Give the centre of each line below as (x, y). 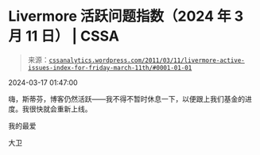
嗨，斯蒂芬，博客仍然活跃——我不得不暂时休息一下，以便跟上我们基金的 (126, 99)
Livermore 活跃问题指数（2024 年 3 (126, 16)
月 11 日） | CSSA (64, 36)
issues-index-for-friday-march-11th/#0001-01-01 (110, 68)
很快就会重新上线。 (60, 109)
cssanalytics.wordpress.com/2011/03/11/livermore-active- (147, 60)
